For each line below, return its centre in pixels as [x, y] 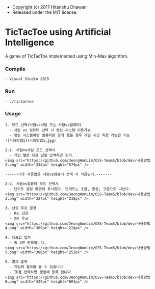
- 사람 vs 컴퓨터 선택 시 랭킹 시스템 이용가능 [50, 130]
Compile [15, 69]
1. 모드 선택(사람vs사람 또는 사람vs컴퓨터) [43, 125]
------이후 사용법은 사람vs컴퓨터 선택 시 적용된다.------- [58, 174]
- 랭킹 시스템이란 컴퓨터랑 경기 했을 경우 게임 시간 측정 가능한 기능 [70, 135]
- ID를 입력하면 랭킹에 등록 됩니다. [41, 272]
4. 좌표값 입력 [18, 237]
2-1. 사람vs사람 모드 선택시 [30, 150]
